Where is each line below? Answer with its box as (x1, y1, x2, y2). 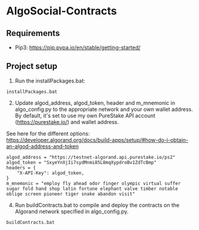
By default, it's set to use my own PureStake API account (14, 112, 156, 119)
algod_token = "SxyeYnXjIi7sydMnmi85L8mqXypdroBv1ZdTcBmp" (6, 159, 157, 165)
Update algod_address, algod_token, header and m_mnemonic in (14, 99, 176, 106)
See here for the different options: (6, 130, 90, 137)
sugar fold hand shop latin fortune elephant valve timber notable (6, 186, 179, 192)
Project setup (6, 61, 58, 71)
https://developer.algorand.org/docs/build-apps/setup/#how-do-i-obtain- (6, 136, 189, 143)
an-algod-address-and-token (6, 143, 79, 150)
